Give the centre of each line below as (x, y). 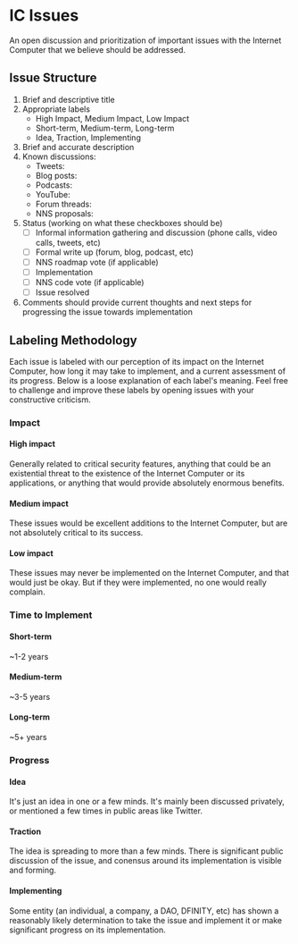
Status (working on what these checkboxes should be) (122, 223)
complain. (28, 592)
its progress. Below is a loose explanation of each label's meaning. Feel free (149, 380)
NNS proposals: (64, 213)
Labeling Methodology (73, 340)
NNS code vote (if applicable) (90, 282)
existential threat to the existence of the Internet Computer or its (127, 474)
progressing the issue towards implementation (108, 312)
